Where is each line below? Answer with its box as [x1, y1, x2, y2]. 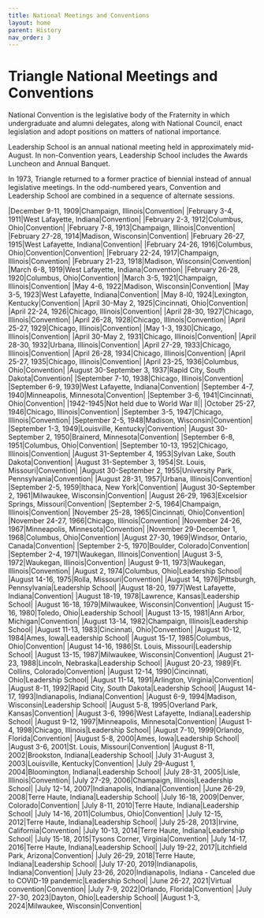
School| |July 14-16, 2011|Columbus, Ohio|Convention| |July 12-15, [8, 809, 223, 819]
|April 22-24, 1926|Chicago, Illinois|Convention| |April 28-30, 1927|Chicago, [8, 307, 254, 316]
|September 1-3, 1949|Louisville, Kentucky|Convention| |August [8, 424, 214, 433]
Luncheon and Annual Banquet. [8, 159, 110, 169]
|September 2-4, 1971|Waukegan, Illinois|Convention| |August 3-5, [8, 549, 223, 559]
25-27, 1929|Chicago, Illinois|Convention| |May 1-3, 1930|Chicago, [8, 324, 223, 333]
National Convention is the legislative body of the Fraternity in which [8, 110, 230, 120]
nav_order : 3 [8, 33, 51, 42]
